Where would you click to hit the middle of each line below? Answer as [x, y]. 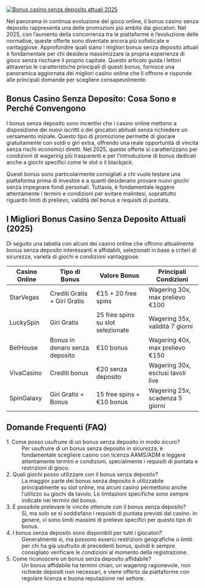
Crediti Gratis [69, 293]
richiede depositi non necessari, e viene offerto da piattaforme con [106, 572]
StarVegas [24, 297]
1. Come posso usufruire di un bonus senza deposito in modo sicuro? [93, 442]
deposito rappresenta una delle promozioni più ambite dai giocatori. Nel [96, 28]
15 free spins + [118, 394]
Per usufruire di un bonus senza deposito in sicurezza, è [92, 449]
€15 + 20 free [117, 293]
